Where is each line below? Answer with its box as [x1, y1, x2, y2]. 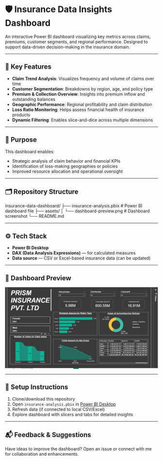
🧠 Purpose [5, 136, 37, 144]
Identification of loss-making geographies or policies [12, 163, 118, 169]
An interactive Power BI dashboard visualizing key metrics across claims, [5, 34, 151, 39]
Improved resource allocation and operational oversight [12, 168, 123, 174]
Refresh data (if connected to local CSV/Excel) [12, 406, 105, 412]
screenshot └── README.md [5, 213, 65, 219]
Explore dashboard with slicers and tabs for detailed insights [12, 411, 133, 417]
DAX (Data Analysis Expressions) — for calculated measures [12, 250, 136, 256]
